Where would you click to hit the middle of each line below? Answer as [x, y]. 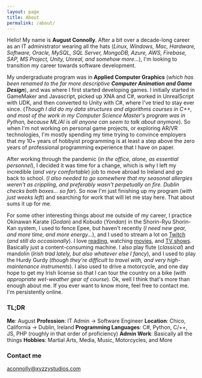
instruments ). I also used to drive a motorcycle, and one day [114, 267]
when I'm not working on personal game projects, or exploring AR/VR [92, 128]
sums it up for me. [29, 204]
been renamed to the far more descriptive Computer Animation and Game [100, 84]
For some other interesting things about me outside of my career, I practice [100, 215]
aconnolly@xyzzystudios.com [44, 368]
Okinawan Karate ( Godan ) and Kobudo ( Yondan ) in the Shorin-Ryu [89, 222]
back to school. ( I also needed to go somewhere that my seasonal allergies [100, 178]
